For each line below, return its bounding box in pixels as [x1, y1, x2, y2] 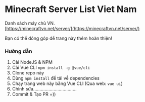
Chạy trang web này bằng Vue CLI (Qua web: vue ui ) [12, 80, 123, 86]
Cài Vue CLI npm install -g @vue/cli [12, 64, 90, 71]
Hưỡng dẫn [5, 48, 32, 55]
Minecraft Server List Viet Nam [5, 4, 137, 15]
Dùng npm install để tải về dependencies [12, 75, 100, 81]
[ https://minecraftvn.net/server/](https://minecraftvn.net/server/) [5, 25, 140, 31]
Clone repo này [12, 70, 44, 76]
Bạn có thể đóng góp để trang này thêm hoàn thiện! [5, 35, 112, 41]
